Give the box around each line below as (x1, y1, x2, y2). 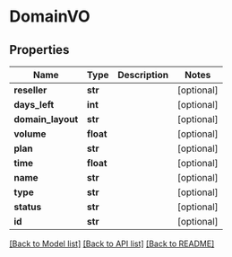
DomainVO (9, 6, 91, 27)
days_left (13, 99, 55, 111)
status (13, 200, 42, 213)
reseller (13, 84, 47, 96)
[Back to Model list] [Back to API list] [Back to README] (9, 238, 215, 249)
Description (117, 69, 168, 81)
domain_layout (13, 113, 79, 125)
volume (13, 128, 47, 140)
